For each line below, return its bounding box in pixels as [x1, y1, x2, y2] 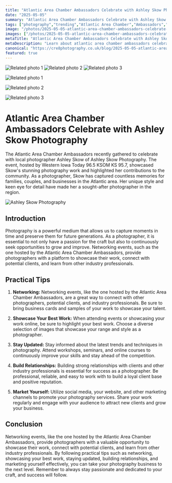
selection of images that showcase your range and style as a [12, 326, 141, 333]
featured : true [5, 50, 38, 55]
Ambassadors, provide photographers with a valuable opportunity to [5, 439, 149, 445]
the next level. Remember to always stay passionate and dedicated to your [5, 466, 162, 472]
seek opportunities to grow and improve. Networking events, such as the [5, 244, 159, 250]
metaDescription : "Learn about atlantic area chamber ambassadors [5, 41, 150, 46]
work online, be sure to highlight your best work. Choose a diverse [12, 321, 154, 327]
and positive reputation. [12, 379, 63, 385]
